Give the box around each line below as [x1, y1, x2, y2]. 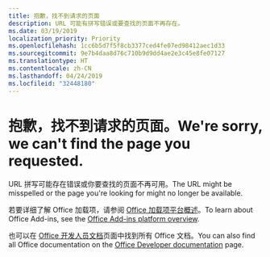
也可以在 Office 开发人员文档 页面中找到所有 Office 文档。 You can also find [8, 231, 255, 241]
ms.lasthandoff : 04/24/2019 [8, 72, 103, 80]
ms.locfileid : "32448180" [8, 79, 95, 87]
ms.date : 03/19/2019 [8, 27, 78, 35]
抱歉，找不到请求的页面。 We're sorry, [8, 116, 263, 135]
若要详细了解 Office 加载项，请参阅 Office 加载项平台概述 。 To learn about [8, 205, 254, 215]
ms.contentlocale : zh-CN [8, 65, 92, 73]
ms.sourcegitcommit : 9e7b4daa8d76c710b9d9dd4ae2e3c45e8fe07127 [8, 49, 226, 57]
